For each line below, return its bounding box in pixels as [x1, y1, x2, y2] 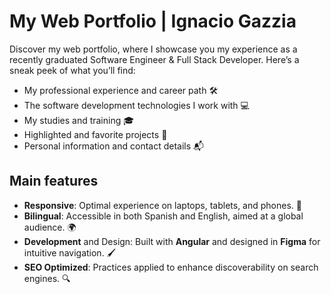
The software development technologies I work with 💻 [23, 99, 250, 111]
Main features [9, 173, 99, 190]
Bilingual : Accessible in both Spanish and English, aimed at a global [23, 210, 304, 222]
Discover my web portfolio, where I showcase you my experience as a [9, 43, 298, 55]
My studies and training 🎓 [23, 114, 135, 126]
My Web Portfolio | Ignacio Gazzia [9, 10, 297, 33]
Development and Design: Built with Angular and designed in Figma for [23, 235, 321, 247]
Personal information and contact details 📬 [23, 140, 204, 152]
